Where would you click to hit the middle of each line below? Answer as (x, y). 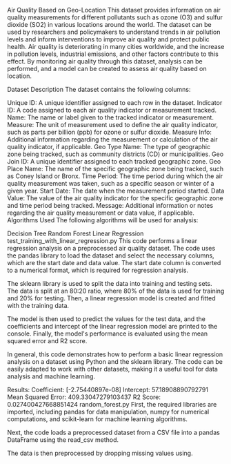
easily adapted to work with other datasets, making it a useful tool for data (113, 369)
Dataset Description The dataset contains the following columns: (99, 89)
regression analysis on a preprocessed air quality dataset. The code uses (111, 248)
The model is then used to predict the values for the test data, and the (106, 319)
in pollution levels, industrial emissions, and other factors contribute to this (113, 54)
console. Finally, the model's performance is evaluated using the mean (108, 333)
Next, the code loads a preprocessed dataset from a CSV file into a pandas (114, 432)
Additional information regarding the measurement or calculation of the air (113, 139)
